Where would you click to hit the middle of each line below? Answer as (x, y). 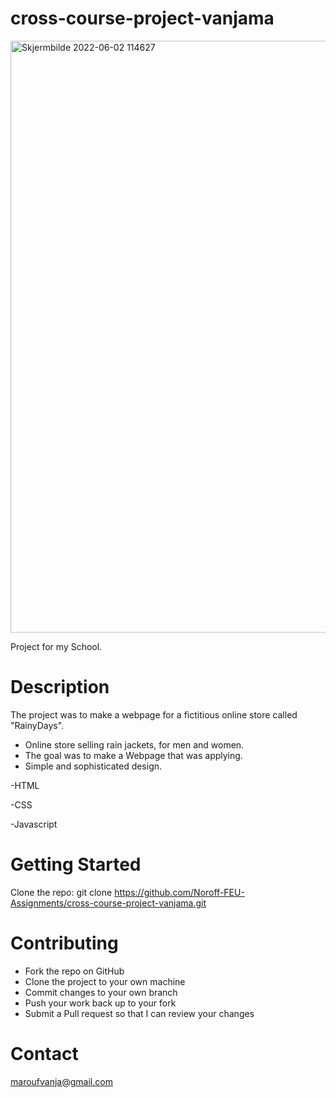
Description (60, 687)
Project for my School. (56, 646)
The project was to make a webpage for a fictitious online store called (154, 714)
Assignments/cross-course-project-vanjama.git (108, 903)
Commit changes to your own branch (101, 992)
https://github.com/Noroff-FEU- (179, 892)
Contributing (64, 943)
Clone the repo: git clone (61, 892)
